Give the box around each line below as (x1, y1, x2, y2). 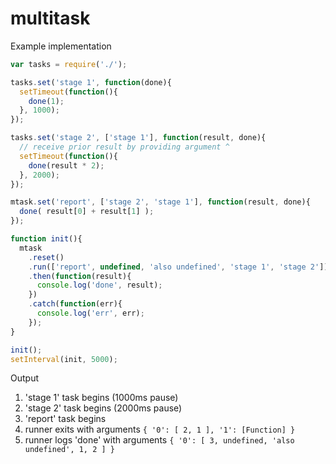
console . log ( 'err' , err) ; (36, 308, 145, 319)
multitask (10, 7, 91, 30)
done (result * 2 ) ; (28, 160, 105, 171)
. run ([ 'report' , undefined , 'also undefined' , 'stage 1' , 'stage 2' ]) (28, 262, 329, 272)
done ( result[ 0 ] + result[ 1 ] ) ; (19, 207, 155, 217)
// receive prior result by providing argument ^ (19, 142, 230, 152)
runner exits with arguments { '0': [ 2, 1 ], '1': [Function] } (24, 423, 296, 436)
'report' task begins (24, 413, 107, 425)
